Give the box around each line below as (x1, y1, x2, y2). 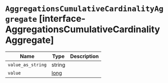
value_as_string (8, 62, 47, 67)
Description (70, 53, 99, 60)
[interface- (38, 13, 86, 24)
